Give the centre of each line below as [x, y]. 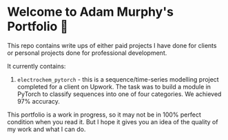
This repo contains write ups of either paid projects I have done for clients [112, 45]
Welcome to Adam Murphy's [91, 12]
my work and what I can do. [46, 129]
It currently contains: [37, 66]
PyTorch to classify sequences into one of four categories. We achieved [119, 94]
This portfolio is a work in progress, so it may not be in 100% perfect [104, 115]
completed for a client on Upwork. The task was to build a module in [114, 86]
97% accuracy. [39, 101]
